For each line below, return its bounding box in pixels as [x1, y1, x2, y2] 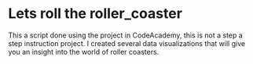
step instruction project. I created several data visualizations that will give [8, 38, 246, 48]
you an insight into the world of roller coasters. [8, 47, 159, 56]
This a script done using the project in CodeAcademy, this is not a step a [8, 30, 244, 40]
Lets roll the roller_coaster [8, 5, 183, 23]
